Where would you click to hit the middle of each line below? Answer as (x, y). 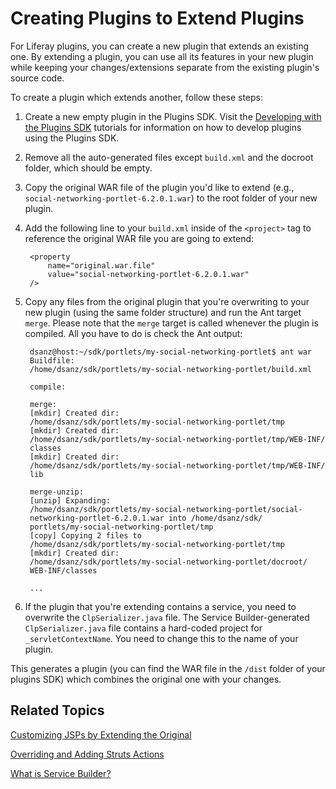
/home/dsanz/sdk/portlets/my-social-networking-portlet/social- (166, 509)
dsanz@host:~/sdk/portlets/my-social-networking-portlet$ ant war (170, 352)
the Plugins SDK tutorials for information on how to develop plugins (163, 127)
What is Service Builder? (61, 773)
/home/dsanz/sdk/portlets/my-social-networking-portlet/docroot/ (168, 562)
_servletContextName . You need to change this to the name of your (161, 638)
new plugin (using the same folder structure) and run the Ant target (163, 312)
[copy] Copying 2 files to (85, 535)
